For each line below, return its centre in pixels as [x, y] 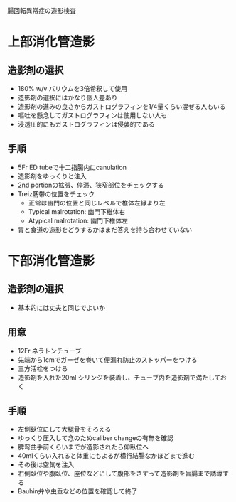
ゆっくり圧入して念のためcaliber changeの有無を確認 [96, 438]
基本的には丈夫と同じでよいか [61, 307]
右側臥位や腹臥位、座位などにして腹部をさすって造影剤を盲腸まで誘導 [120, 474]
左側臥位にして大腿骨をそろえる [64, 429]
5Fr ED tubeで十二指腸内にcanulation [72, 167]
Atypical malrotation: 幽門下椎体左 [78, 220]
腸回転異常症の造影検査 [42, 10]
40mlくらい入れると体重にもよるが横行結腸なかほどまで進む [106, 456]
